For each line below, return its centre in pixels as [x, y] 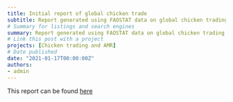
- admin [18, 71]
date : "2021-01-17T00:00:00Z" [51, 59]
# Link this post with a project [55, 39]
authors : [20, 65]
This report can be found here [50, 91]
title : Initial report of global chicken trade [77, 13]
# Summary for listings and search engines [71, 26]
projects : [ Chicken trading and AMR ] [62, 45]
